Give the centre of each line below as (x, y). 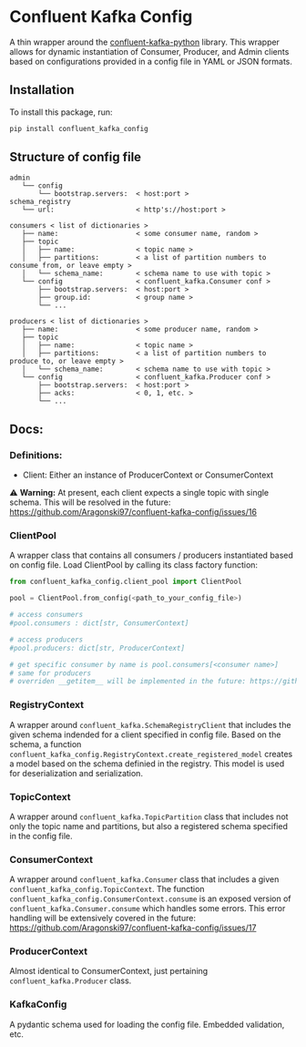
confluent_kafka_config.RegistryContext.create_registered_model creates (151, 754)
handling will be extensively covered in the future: (102, 919)
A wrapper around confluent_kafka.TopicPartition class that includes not (149, 816)
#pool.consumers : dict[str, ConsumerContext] (99, 623)
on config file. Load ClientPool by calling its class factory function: (133, 565)
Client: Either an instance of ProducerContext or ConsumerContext (148, 475)
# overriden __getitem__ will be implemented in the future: (128, 682)
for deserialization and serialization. (76, 773)
